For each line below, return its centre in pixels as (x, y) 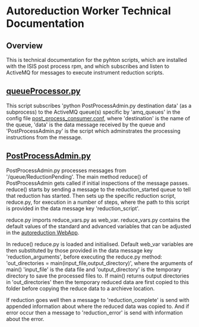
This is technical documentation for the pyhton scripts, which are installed (97, 60)
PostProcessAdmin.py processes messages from (66, 170)
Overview (25, 46)
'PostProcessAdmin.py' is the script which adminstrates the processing (94, 131)
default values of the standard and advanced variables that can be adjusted (99, 226)
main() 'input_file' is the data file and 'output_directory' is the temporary (94, 269)
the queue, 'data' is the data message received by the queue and (86, 124)
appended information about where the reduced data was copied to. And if (98, 306)
